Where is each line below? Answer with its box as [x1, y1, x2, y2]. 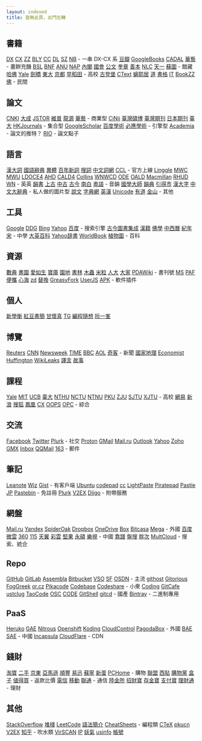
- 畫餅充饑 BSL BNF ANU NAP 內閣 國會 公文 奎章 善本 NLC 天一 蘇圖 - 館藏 [6, 63, 193, 70]
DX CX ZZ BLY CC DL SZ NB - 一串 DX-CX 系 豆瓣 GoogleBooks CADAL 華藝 [6, 56, 196, 63]
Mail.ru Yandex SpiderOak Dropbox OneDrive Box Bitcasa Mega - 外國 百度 [6, 525, 193, 533]
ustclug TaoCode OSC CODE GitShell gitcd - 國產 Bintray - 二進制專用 [6, 590, 179, 598]
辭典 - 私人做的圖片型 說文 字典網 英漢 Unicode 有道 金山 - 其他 [16, 188, 174, 195]
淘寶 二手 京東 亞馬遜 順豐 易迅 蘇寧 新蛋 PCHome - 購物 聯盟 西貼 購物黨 [6, 669, 188, 676]
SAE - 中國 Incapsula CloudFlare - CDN [6, 632, 104, 640]
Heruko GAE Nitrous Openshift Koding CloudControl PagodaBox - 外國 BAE [6, 625, 193, 632]
